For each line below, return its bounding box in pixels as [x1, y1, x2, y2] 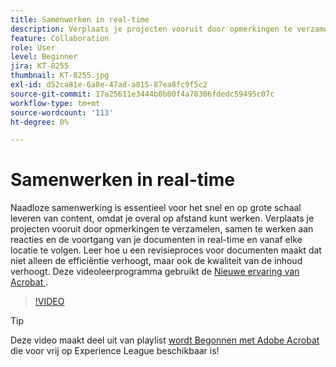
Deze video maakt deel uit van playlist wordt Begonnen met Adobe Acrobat [10, 334, 320, 346]
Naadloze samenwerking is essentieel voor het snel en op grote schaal [10, 202, 302, 214]
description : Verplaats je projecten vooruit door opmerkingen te [10, 24, 293, 34]
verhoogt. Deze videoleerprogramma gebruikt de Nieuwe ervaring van [10, 266, 300, 278]
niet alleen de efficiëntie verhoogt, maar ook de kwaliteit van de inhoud [10, 255, 303, 267]
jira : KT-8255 [10, 61, 70, 71]
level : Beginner [10, 52, 78, 62]
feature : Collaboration [10, 33, 110, 43]
